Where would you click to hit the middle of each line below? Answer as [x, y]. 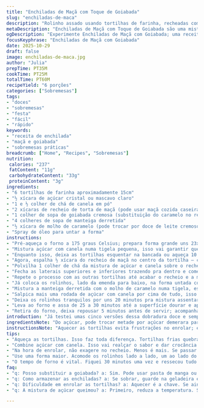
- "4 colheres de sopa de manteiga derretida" [66, 221]
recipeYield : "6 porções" [39, 86]
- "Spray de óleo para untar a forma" [55, 232]
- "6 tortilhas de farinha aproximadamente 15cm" [70, 192]
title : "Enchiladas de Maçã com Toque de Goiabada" [73, 12]
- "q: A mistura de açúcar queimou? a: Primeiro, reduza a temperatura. [100, 390]
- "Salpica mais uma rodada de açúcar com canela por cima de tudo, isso [102, 294]
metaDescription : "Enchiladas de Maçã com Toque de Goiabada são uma [96, 29]
